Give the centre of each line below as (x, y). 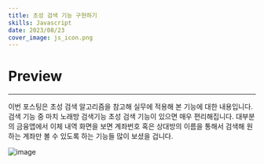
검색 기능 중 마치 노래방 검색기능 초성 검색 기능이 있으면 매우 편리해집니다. (121, 117)
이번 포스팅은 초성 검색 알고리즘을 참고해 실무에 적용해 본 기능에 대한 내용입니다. (131, 106)
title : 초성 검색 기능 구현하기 (53, 15)
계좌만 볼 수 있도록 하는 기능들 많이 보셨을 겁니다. (98, 136)
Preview (35, 76)
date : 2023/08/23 (37, 30)
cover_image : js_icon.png (50, 37)
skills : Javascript (40, 23)
